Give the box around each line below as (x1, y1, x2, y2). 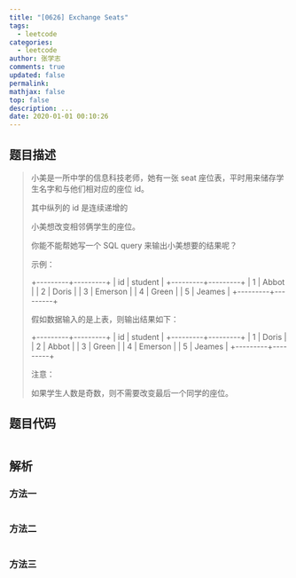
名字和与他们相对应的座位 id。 (38, 183, 149, 194)
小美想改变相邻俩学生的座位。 (30, 221, 140, 232)
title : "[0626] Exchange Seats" (9, 12, 129, 22)
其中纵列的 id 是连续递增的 (30, 202, 129, 213)
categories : (9, 37, 53, 47)
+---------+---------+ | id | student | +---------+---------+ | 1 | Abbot (30, 276, 285, 287)
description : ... (9, 104, 74, 113)
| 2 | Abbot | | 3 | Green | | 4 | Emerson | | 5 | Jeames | (30, 341, 229, 352)
